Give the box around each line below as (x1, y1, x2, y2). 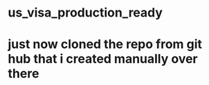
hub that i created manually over (8, 51, 198, 67)
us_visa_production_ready (8, 5, 163, 21)
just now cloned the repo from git (8, 37, 203, 53)
